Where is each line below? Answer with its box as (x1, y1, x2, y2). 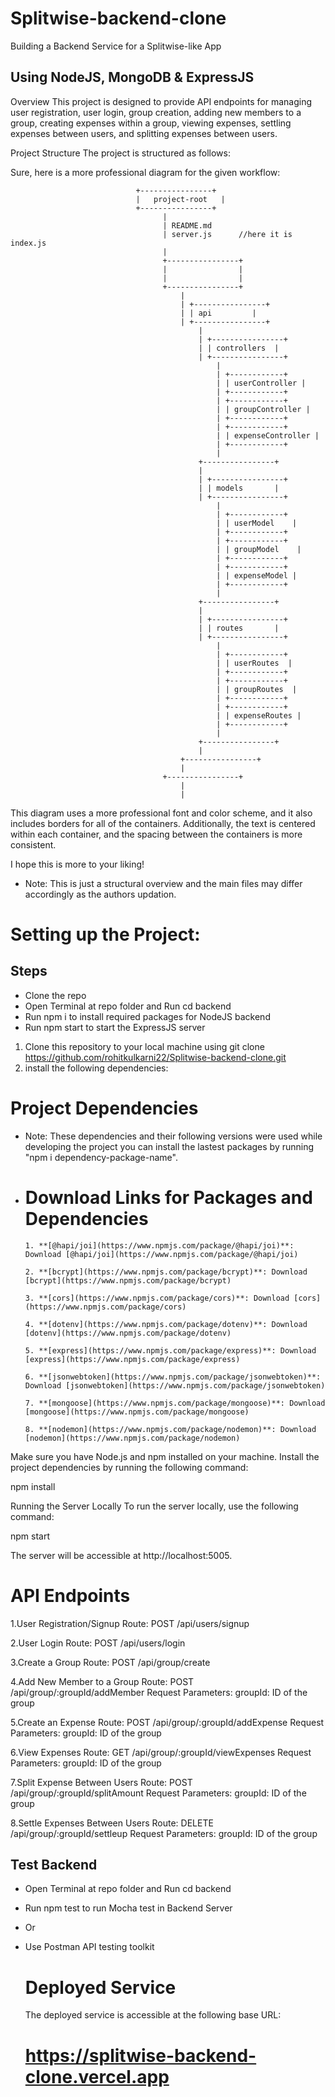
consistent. (10, 838, 57, 851)
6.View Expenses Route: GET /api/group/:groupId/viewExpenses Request (10, 1746, 312, 1758)
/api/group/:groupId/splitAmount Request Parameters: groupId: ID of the (10, 1787, 307, 1799)
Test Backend (10, 1856, 98, 1873)
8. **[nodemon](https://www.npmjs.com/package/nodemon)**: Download (24, 1424, 317, 1434)
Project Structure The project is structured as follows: (10, 147, 231, 159)
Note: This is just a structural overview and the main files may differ (24, 877, 303, 889)
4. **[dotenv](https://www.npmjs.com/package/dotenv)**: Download (24, 1319, 308, 1329)
